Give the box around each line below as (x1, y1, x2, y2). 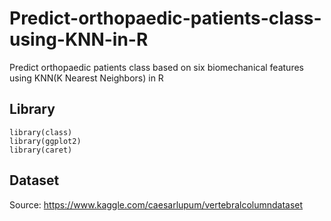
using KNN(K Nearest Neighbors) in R (9, 72, 164, 84)
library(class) (9, 127, 73, 137)
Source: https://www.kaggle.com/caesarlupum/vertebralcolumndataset (9, 198, 304, 211)
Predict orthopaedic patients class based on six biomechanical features (9, 61, 304, 73)
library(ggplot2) (9, 136, 82, 146)
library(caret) (9, 145, 73, 155)
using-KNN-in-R (9, 28, 149, 51)
